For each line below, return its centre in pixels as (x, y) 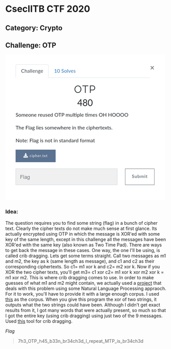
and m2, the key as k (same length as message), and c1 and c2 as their (80, 261)
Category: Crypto (34, 28)
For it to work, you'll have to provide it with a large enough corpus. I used (82, 294)
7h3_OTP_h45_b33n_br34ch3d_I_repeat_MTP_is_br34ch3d (81, 341)
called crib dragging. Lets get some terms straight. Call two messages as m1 (86, 256)
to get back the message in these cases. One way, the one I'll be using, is (83, 250)
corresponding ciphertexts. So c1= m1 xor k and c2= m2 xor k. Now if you (83, 266)
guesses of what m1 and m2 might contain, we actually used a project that (83, 283)
